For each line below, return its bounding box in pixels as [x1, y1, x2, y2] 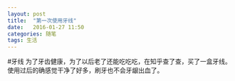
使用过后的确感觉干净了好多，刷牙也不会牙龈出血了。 [7, 66, 164, 75]
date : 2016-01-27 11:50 [7, 23, 84, 31]
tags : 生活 [7, 37, 38, 44]
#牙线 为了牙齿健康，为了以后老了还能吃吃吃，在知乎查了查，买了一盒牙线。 [7, 58, 231, 66]
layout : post [7, 10, 46, 18]
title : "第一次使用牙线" [7, 17, 77, 24]
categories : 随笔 [7, 30, 57, 38]
